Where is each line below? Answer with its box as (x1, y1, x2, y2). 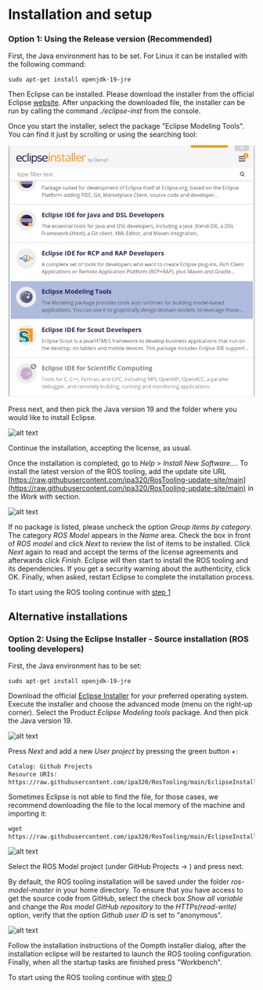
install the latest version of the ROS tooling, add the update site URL (8, 466, 227, 476)
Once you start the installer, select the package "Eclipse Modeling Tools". (8, 122, 245, 131)
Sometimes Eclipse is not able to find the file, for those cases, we (8, 792, 219, 802)
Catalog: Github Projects (8, 763, 92, 771)
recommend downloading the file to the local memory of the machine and (8, 801, 245, 810)
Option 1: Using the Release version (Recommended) (8, 34, 213, 45)
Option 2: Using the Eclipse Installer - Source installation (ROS (8, 634, 249, 645)
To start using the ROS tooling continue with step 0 (8, 973, 172, 982)
